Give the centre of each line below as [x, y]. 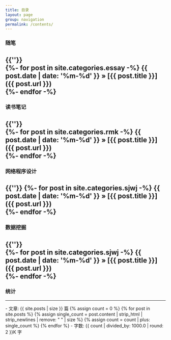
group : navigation [25, 19]
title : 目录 [17, 10]
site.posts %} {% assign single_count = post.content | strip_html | [74, 314]
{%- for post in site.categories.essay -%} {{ [76, 68]
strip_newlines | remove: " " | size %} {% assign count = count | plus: [78, 320]
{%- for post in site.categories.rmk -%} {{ [73, 132]
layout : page [19, 15]
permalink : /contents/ [29, 24]
